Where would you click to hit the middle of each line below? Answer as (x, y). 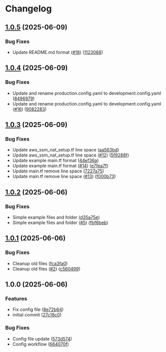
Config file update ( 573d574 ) (42, 338)
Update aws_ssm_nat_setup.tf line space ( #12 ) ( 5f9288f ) (71, 155)
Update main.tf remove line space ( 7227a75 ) (58, 171)
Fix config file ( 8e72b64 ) (38, 309)
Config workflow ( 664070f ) (40, 344)
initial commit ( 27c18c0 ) (37, 315)
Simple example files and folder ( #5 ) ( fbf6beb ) (60, 222)
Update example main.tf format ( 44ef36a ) (55, 160)
